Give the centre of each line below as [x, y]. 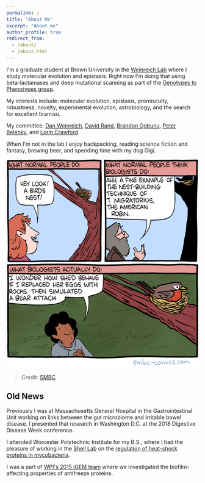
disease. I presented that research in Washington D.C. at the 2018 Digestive [101, 424]
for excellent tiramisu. [34, 113]
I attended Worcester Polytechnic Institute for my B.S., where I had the [95, 442]
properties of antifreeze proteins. [72, 473]
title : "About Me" [30, 19]
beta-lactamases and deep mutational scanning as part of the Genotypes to [102, 82]
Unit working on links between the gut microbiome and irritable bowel [94, 417]
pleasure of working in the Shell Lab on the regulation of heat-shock [92, 449]
